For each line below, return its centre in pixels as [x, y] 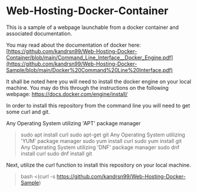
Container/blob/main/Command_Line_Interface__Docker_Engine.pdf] [90, 57]
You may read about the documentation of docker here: [73, 45]
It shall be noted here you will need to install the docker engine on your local [99, 82]
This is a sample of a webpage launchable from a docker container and [92, 27]
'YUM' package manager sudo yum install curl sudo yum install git [101, 141]
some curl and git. [28, 112]
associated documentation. [39, 33]
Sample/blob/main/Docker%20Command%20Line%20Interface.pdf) [89, 70]
